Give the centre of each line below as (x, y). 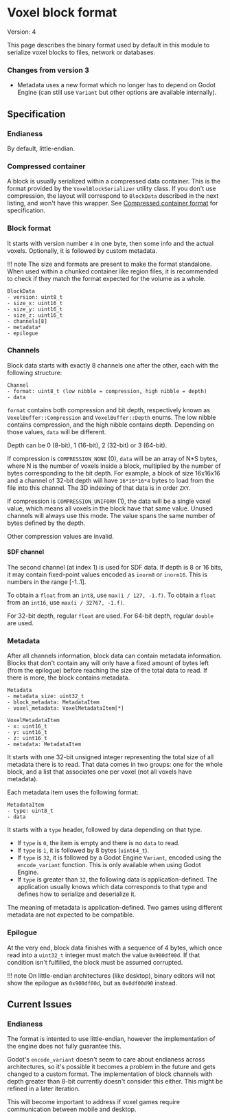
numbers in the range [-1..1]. (47, 582)
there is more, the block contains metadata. (69, 677)
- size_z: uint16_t (35, 315)
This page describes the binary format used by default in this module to (108, 45)
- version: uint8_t (35, 297)
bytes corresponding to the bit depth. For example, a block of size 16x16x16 (114, 473)
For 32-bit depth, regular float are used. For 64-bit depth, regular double (111, 616)
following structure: (35, 372)
